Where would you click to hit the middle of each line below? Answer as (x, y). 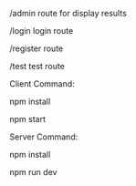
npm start (28, 119)
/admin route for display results (68, 13)
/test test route (37, 66)
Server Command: (44, 137)
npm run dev (33, 172)
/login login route (42, 31)
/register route (37, 48)
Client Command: (42, 84)
